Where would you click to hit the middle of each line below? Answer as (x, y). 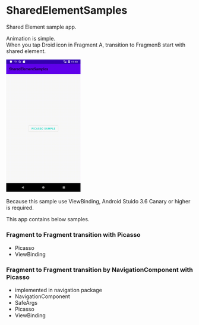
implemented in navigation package (59, 290)
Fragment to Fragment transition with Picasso (73, 235)
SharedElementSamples (67, 10)
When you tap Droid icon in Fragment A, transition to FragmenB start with (96, 45)
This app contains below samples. (48, 219)
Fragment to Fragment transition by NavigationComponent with (99, 270)
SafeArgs (26, 303)
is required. (20, 208)
